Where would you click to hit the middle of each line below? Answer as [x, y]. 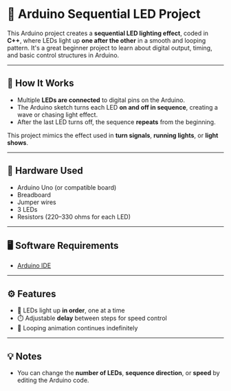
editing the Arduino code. [53, 380]
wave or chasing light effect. [57, 114]
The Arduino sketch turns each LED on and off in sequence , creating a [118, 107]
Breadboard [34, 194]
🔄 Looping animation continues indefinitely [77, 328]
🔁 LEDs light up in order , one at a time [71, 310]
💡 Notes [25, 356]
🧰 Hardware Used [45, 171]
